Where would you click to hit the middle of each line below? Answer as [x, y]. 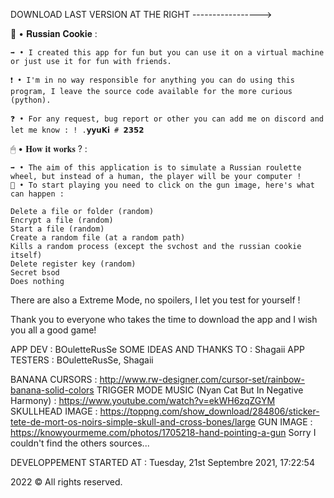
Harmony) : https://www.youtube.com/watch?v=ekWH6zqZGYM [143, 400]
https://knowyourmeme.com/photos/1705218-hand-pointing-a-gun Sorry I [163, 432]
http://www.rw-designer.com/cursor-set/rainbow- [202, 379]
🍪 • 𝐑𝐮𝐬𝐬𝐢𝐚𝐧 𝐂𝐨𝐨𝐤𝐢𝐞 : [54, 33]
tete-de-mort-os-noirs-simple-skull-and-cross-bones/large [133, 422]
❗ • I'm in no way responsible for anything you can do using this [152, 80]
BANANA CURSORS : [54, 379]
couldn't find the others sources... [80, 443]
